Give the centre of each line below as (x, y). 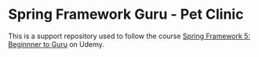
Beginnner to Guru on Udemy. (56, 44)
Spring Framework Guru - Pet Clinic (126, 14)
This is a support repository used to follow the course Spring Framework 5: (129, 36)
